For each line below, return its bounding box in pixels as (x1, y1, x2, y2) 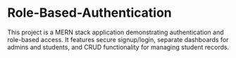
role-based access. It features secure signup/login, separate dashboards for (7, 35, 229, 43)
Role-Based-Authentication (7, 5, 173, 21)
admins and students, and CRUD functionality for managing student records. (7, 43, 230, 51)
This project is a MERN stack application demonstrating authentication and (7, 28, 224, 36)
